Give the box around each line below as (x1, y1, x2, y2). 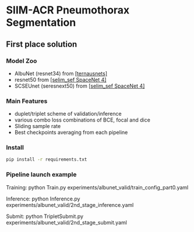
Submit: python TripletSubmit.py (6, 213, 83, 220)
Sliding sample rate (14, 123, 61, 130)
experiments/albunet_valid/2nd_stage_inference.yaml (6, 201, 134, 208)
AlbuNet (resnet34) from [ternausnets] (14, 70, 108, 77)
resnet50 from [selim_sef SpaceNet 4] (14, 76, 107, 83)
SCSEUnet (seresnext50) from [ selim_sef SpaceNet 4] (14, 82, 145, 89)
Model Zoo (6, 57, 37, 65)
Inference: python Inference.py (6, 195, 80, 202)
